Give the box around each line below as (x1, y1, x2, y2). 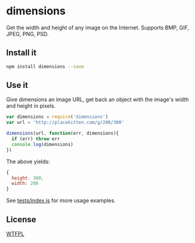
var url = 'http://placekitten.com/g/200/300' (6, 120, 124, 126)
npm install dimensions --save (6, 63, 84, 69)
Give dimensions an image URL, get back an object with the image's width (6, 96, 189, 103)
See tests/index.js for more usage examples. (6, 197, 116, 204)
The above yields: (6, 157, 50, 165)
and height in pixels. (6, 102, 56, 110)
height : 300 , (11, 175, 44, 181)
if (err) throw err (11, 136, 60, 142)
